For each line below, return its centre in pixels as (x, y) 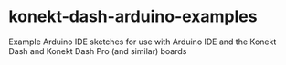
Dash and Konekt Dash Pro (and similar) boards (98, 51)
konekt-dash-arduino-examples (133, 17)
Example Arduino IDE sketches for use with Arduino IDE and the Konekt (143, 42)
